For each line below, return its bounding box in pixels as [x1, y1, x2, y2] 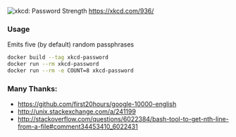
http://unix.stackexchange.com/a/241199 [17, 107, 136, 116]
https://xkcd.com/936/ [88, 7, 154, 15]
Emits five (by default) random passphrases [7, 40, 135, 49]
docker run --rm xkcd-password [7, 61, 99, 68]
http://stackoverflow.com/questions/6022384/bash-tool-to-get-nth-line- [17, 115, 229, 124]
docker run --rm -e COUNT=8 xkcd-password [7, 67, 134, 74]
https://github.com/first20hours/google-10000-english [17, 100, 177, 109]
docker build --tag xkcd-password [7, 54, 109, 61]
